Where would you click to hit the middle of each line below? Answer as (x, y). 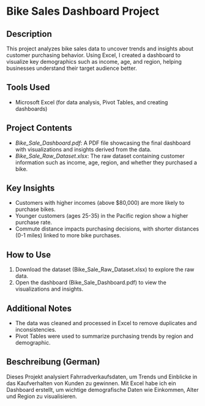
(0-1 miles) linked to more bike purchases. (68, 236)
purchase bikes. (35, 209)
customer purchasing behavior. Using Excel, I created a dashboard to (93, 55)
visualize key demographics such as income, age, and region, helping (94, 62)
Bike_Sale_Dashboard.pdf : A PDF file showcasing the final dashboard (103, 143)
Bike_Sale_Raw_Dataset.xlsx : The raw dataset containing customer (100, 156)
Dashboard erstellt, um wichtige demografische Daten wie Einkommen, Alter (102, 389)
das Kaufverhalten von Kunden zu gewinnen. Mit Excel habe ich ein (91, 383)
